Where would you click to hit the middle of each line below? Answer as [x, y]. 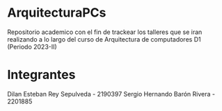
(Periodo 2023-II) [32, 46]
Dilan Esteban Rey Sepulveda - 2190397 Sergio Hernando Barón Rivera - [111, 94]
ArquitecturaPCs [57, 13]
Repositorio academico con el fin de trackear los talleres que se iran [105, 32]
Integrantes [41, 75]
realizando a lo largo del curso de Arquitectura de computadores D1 [104, 39]
